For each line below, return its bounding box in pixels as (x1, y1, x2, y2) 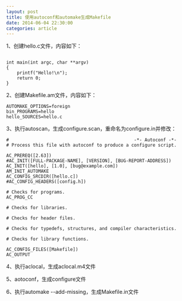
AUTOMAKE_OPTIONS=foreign (6, 104, 70, 110)
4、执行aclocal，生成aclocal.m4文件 (6, 263, 96, 270)
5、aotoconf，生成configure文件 (6, 275, 86, 283)
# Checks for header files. (6, 215, 76, 221)
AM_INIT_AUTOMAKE (6, 168, 49, 175)
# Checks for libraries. (6, 205, 68, 211)
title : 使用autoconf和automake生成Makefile (6, 14, 111, 20)
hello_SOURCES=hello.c (6, 114, 62, 120)
